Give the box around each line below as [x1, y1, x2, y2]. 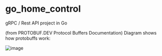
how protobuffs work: [5, 35, 51, 41]
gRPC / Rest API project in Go [5, 20, 67, 26]
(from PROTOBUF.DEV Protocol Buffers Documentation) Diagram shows [5, 30, 157, 36]
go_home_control [5, 3, 81, 15]
